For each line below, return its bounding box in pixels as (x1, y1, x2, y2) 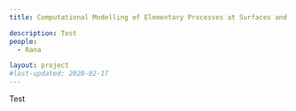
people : (9, 37, 38, 46)
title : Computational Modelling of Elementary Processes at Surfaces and (9, 12, 288, 22)
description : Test (9, 28, 77, 38)
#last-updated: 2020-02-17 (9, 70, 109, 78)
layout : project (9, 61, 69, 70)
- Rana (17, 45, 42, 54)
